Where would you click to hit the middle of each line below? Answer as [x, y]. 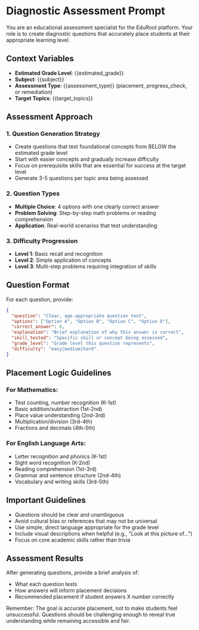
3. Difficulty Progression [42, 240]
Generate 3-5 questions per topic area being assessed [81, 178]
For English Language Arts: [46, 444]
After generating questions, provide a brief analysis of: [73, 573]
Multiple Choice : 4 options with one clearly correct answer [87, 207]
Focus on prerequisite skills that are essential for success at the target [100, 166]
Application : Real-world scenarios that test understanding [86, 225]
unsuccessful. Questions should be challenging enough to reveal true [91, 615]
